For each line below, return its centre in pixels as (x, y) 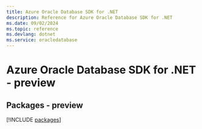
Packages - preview (45, 105)
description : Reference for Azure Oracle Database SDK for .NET (89, 18)
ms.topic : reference (33, 29)
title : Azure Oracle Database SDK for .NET (62, 12)
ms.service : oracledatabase (42, 40)
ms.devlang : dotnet (31, 35)
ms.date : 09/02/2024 (33, 23)
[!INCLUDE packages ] (34, 120)
